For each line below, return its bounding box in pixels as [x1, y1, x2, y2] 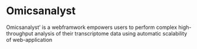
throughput [6, 30, 34, 37]
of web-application [6, 36, 53, 43]
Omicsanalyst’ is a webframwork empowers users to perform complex [6, 24, 177, 31]
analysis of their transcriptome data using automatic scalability [34, 30, 188, 37]
